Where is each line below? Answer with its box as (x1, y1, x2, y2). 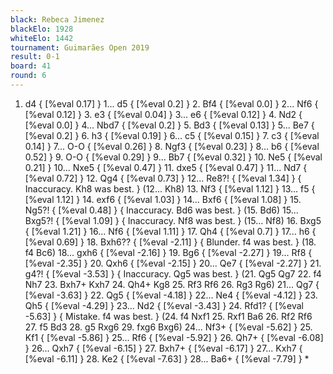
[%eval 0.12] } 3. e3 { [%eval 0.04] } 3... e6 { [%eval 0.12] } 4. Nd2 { (24, 108, 303, 120)
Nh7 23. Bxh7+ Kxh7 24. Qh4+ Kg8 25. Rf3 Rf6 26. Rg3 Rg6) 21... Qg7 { (24, 278, 320, 290)
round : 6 (10, 71, 47, 81)
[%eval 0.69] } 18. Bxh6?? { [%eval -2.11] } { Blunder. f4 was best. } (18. (24, 236, 317, 248)
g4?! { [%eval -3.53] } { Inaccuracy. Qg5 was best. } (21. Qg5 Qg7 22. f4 (24, 267, 322, 280)
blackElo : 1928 (10, 24, 74, 34)
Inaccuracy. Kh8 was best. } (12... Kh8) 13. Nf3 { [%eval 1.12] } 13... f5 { (24, 182, 316, 195)
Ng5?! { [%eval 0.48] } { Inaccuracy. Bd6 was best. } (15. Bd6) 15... (24, 204, 299, 216)
